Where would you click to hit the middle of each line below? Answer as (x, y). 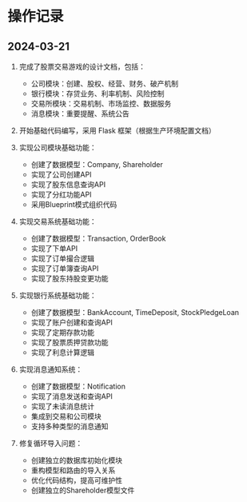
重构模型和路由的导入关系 (73, 470)
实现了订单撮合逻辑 (63, 258)
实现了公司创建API (61, 174)
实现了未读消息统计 (63, 406)
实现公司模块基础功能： (58, 147)
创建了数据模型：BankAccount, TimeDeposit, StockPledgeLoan (135, 312)
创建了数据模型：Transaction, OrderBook (98, 238)
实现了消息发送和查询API (72, 396)
